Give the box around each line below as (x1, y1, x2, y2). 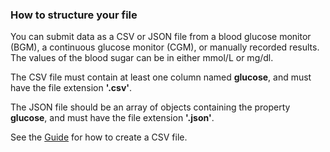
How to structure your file (10, 8, 138, 22)
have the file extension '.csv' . (10, 82, 133, 94)
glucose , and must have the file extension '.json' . (10, 112, 215, 124)
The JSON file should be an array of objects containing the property (10, 101, 291, 113)
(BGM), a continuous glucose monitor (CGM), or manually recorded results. (10, 41, 320, 53)
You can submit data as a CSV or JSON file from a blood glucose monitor (10, 31, 312, 43)
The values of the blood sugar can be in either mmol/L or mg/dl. (10, 52, 274, 64)
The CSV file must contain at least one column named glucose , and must (10, 71, 312, 83)
